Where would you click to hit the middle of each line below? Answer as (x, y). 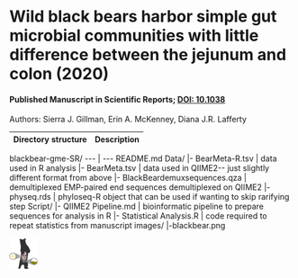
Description (117, 139)
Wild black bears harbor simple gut (143, 17)
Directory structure (50, 139)
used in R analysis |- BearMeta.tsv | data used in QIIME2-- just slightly (140, 168)
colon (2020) (59, 74)
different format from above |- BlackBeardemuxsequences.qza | (128, 178)
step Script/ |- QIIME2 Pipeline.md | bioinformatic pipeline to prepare (136, 206)
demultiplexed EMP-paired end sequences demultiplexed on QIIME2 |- (140, 187)
